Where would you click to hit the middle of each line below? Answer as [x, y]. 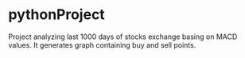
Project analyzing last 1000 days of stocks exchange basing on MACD [123, 37]
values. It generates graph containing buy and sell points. [102, 44]
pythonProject [56, 15]
